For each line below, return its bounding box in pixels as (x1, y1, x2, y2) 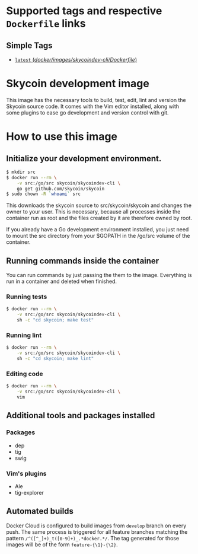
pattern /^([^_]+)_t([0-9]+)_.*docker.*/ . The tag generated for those (6, 534, 180, 542)
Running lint (6, 331, 42, 339)
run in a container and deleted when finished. (6, 278, 117, 285)
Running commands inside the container (6, 256, 159, 266)
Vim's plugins (6, 469, 47, 477)
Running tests (6, 292, 47, 301)
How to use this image (6, 130, 117, 144)
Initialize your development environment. (6, 153, 162, 164)
